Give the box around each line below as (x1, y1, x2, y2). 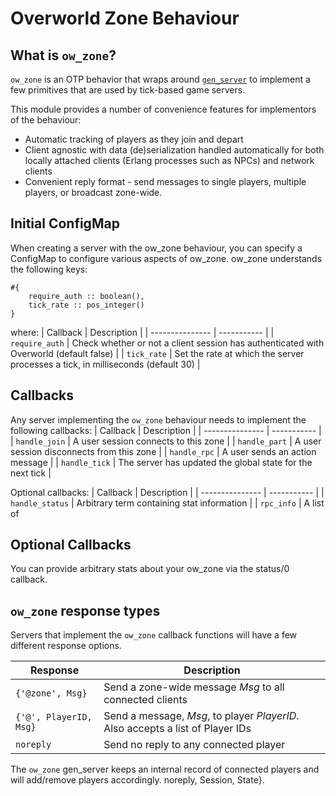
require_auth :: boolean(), (28, 291, 145, 301)
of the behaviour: (10, 114, 82, 126)
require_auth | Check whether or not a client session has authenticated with (10, 337, 325, 349)
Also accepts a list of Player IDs (103, 722, 252, 736)
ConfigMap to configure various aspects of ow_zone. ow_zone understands (10, 252, 323, 264)
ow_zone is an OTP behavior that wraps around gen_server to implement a (10, 73, 311, 85)
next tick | (10, 467, 52, 479)
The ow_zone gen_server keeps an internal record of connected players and (10, 763, 320, 776)
